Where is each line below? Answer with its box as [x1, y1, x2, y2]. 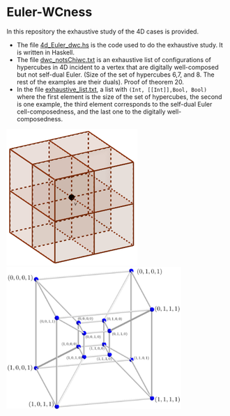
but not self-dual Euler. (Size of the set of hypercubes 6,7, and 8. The [16, 70, 215, 79]
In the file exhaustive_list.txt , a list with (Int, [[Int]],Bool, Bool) [16, 85, 207, 93]
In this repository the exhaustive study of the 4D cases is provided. [6, 27, 199, 36]
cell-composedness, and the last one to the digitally [16, 107, 166, 116]
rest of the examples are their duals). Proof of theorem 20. [16, 77, 184, 86]
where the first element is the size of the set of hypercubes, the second [16, 92, 222, 101]
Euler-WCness [6, 4, 93, 20]
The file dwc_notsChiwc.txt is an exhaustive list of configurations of [16, 55, 212, 63]
